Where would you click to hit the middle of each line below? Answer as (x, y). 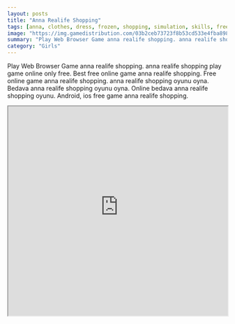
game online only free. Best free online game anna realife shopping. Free (112, 73)
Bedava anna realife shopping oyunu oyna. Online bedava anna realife (108, 88)
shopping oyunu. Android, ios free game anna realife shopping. (98, 96)
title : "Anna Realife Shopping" (54, 20)
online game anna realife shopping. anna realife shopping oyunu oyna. (108, 81)
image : (17, 33)
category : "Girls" (34, 46)
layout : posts (28, 14)
